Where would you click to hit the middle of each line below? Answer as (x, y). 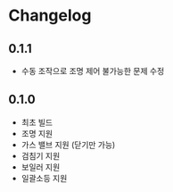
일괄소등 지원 (44, 178)
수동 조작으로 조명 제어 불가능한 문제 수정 (93, 71)
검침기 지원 (41, 155)
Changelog (50, 16)
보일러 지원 (41, 167)
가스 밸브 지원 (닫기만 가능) (68, 145)
